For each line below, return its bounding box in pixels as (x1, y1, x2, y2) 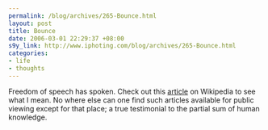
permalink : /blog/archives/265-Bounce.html (8, 11, 157, 20)
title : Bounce (8, 27, 57, 35)
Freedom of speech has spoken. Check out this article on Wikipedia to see (8, 86, 256, 96)
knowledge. (8, 112, 48, 122)
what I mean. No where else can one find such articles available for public (8, 94, 254, 105)
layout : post (8, 19, 52, 27)
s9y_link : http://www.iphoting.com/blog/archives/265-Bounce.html (8, 42, 237, 50)
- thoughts (8, 65, 45, 73)
